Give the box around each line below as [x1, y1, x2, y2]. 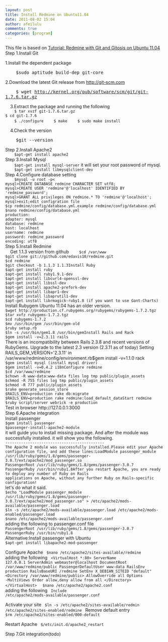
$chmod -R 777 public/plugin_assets [5, 382, 82, 387]
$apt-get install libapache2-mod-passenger [5, 540, 98, 546]
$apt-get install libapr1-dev [5, 289, 69, 294]
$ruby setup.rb [5, 326, 37, 331]
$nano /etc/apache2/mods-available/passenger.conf [5, 516, 114, 521]
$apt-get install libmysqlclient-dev [14, 167, 94, 172]
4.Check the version [10, 127, 52, 133]
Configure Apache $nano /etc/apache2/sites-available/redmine [5, 549, 141, 555]
